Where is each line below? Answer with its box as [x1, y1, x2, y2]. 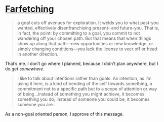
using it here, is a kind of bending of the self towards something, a [17, 80, 152, 87]
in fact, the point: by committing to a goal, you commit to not [17, 30, 140, 36]
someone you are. [17, 101, 54, 107]
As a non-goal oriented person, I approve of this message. [5, 111, 124, 117]
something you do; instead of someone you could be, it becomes [17, 96, 150, 102]
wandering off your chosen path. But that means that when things [17, 35, 152, 41]
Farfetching [5, 3, 54, 15]
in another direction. [17, 51, 58, 57]
